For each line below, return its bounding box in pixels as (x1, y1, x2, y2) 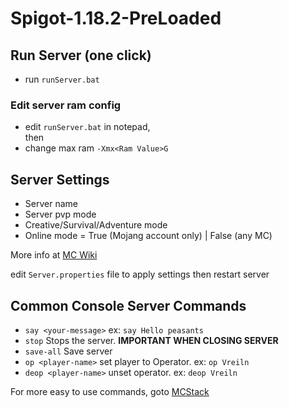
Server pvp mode (24, 208, 97, 221)
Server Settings (10, 171, 110, 188)
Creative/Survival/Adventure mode (24, 219, 168, 231)
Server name (24, 198, 78, 210)
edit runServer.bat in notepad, (24, 121, 151, 133)
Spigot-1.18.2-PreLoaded (10, 7, 222, 30)
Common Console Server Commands (10, 297, 247, 314)
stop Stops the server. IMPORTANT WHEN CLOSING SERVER (24, 334, 279, 346)
